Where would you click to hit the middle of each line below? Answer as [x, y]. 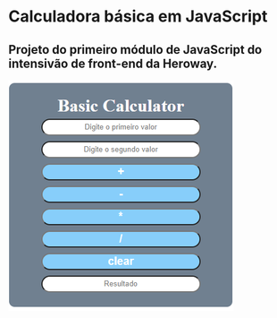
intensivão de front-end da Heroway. [113, 63]
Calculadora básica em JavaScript [138, 17]
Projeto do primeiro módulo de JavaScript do [135, 50]
